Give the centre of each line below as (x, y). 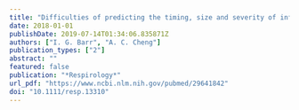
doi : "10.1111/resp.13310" (59, 91)
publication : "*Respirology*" (65, 75)
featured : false (39, 67)
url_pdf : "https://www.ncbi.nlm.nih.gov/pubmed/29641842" (119, 83)
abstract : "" (33, 59)
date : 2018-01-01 (41, 26)
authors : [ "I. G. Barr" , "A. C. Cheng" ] (85, 42)
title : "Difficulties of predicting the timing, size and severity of (143, 17)
